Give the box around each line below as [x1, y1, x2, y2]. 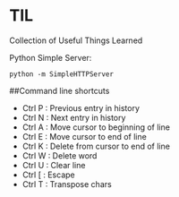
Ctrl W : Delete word [21, 150, 98, 161]
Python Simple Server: [9, 52, 92, 63]
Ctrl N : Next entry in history [21, 112, 126, 123]
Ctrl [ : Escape [21, 169, 75, 180]
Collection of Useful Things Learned [9, 35, 143, 46]
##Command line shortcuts [9, 85, 110, 96]
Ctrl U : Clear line [21, 159, 86, 170]
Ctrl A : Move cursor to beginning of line [21, 122, 170, 133]
